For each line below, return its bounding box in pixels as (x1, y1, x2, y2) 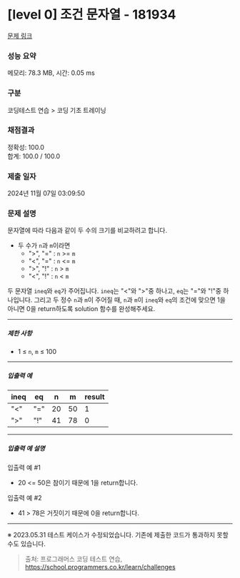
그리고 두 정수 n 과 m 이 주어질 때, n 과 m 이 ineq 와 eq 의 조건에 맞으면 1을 (34, 295, 226, 304)
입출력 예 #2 (7, 494, 42, 502)
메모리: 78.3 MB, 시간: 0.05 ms (7, 69, 95, 77)
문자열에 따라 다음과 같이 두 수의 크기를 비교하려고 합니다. (7, 226, 168, 235)
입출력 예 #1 (7, 463, 41, 472)
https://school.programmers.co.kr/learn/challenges (24, 563, 176, 572)
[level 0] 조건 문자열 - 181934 (7, 6, 176, 23)
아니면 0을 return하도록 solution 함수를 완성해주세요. (7, 305, 156, 313)
